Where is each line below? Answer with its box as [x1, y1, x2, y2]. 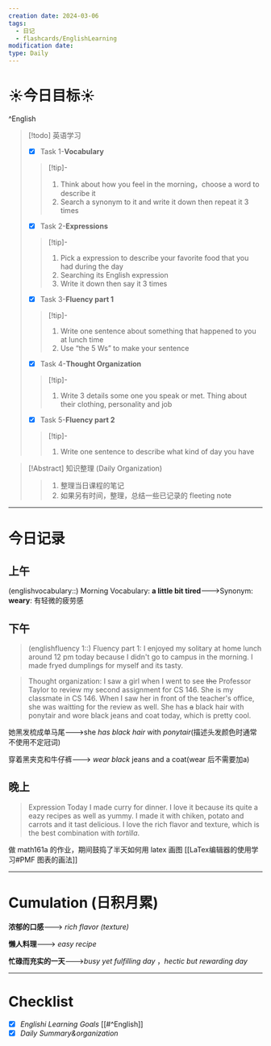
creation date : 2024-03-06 [8, 11, 99, 20]
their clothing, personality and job [60, 400, 173, 409]
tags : [8, 19, 27, 27]
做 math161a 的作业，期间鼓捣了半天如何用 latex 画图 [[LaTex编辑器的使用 [8, 844, 252, 854]
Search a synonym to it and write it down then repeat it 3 [60, 197, 249, 207]
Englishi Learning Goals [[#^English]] [19, 1019, 144, 1029]
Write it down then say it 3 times [60, 279, 168, 289]
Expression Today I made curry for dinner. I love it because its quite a [27, 802, 258, 812]
